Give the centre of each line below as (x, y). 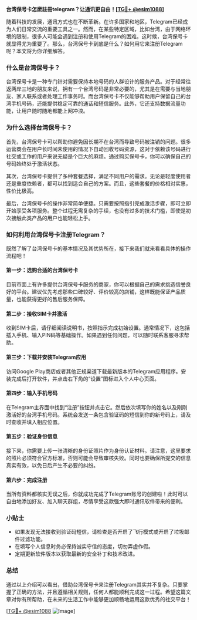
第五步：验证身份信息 (32, 436)
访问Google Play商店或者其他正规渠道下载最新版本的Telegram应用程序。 (94, 371)
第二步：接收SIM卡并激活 (37, 314)
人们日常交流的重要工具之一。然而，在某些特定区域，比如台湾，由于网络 (98, 29)
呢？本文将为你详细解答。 (37, 51)
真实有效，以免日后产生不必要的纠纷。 (52, 465)
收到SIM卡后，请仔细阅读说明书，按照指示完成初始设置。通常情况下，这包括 (98, 328)
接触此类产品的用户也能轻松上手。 (52, 218)
